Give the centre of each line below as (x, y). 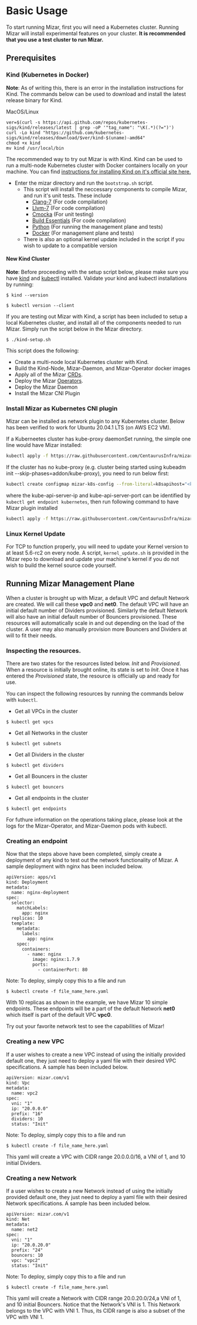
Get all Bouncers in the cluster (51, 776)
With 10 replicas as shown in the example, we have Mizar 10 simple (87, 1002)
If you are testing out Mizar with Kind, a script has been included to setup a (97, 316)
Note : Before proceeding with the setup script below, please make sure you (97, 272)
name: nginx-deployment (40, 893)
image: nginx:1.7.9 (56, 960)
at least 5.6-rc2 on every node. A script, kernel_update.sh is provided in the (97, 553)
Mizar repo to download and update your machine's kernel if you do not (93, 559)
